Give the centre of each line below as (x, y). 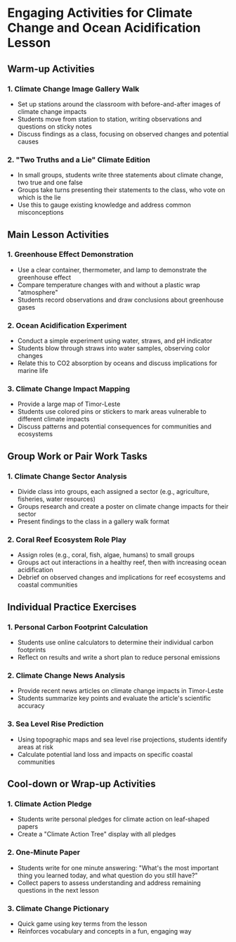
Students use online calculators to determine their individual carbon (116, 642)
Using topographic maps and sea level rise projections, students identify (122, 739)
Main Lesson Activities (58, 235)
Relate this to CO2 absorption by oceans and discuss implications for (117, 363)
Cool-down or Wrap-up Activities (81, 784)
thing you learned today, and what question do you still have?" (107, 875)
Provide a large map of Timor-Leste (69, 404)
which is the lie (39, 198)
